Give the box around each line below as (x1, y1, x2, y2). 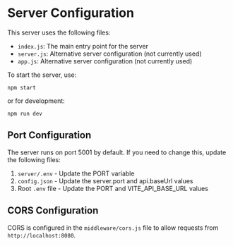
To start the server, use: (7, 70, 77, 79)
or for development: (7, 97, 65, 105)
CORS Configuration (7, 204, 99, 216)
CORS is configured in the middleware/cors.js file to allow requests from (7, 223, 219, 232)
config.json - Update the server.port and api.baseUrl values (17, 176, 193, 185)
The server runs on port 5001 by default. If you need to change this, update (7, 148, 227, 156)
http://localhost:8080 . (7, 230, 76, 239)
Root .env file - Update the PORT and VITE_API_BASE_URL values (17, 184, 208, 192)
